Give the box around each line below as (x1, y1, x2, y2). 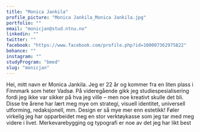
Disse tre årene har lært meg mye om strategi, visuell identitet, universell (6, 100, 186, 107)
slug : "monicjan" (6, 64, 50, 71)
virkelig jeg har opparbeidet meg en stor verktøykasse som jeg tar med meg (6, 113, 194, 120)
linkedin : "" (6, 31, 39, 37)
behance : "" (6, 48, 36, 54)
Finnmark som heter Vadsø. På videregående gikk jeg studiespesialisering (6, 88, 189, 95)
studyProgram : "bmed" (6, 59, 61, 65)
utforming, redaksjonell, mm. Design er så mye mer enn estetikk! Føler (6, 106, 180, 114)
